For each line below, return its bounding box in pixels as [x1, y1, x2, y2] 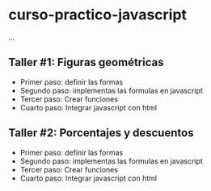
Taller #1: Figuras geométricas [8, 56, 164, 69]
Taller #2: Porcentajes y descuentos [8, 127, 194, 140]
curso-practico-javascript [8, 6, 188, 24]
